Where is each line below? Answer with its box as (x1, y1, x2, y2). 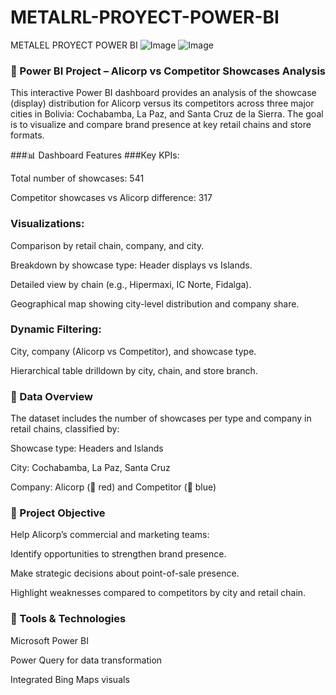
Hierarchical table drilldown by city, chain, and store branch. (10, 364, 258, 376)
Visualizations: (10, 217, 85, 231)
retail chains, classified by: (10, 423, 120, 435)
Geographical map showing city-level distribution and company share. (10, 297, 300, 310)
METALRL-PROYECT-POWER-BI (10, 6, 280, 29)
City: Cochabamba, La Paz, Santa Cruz (10, 462, 171, 474)
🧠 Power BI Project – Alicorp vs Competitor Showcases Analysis (10, 64, 326, 78)
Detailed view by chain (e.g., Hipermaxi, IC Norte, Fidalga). (10, 278, 252, 290)
